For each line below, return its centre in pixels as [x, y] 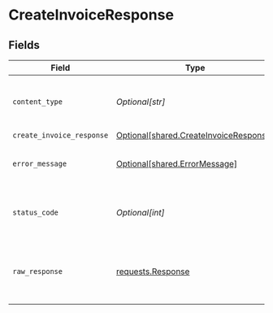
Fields [24, 45]
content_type [38, 102]
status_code [36, 213]
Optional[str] [141, 102]
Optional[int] [141, 213]
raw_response [38, 271]
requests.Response [153, 272]
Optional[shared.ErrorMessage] [177, 164]
